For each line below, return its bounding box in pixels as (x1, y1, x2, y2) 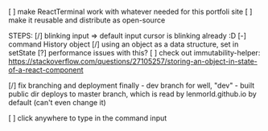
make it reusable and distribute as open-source (8, 15, 166, 25)
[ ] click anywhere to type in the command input (8, 113, 167, 123)
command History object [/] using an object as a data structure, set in (8, 39, 239, 49)
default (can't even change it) (8, 98, 106, 107)
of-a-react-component (8, 65, 84, 75)
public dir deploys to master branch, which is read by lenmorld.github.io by (8, 89, 258, 99)
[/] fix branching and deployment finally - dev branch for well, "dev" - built (8, 80, 255, 90)
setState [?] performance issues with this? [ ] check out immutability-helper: (8, 48, 261, 57)
